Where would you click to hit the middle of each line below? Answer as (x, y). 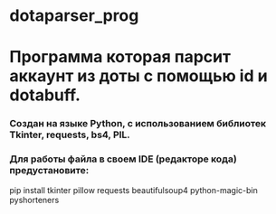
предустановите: (49, 171)
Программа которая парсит (120, 57)
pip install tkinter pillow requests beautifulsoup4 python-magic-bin (133, 190)
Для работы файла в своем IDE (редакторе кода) (123, 159)
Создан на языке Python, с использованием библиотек (138, 124)
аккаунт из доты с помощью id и (139, 76)
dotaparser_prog (74, 16)
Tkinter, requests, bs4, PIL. (70, 135)
